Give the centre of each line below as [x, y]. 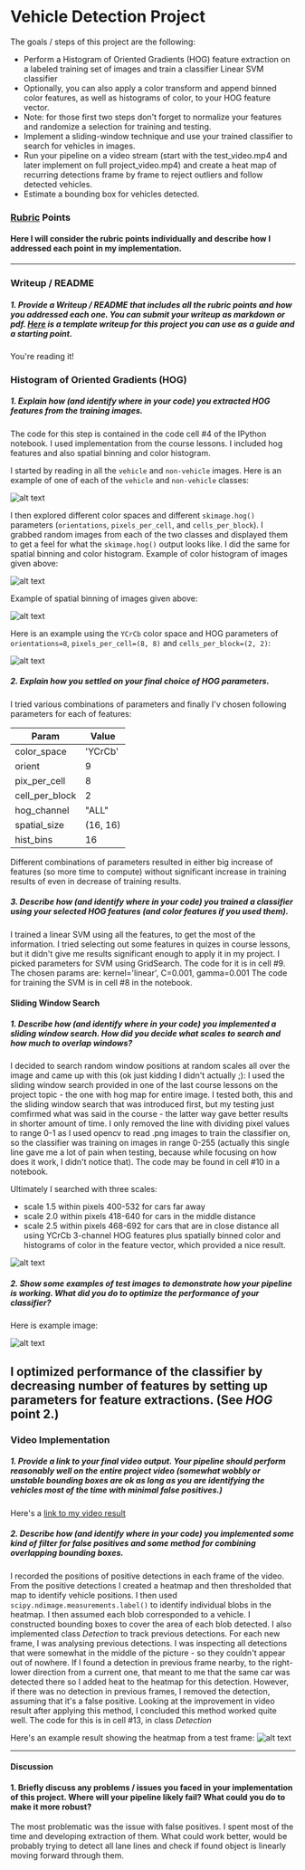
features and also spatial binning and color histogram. [110, 453]
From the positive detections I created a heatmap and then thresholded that [151, 1585]
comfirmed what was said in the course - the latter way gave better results [149, 1114]
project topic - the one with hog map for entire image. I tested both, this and [152, 1095]
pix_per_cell [40, 780]
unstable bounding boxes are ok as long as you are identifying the [138, 1481]
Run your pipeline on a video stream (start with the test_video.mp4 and [155, 155]
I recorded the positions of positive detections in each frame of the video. [148, 1576]
